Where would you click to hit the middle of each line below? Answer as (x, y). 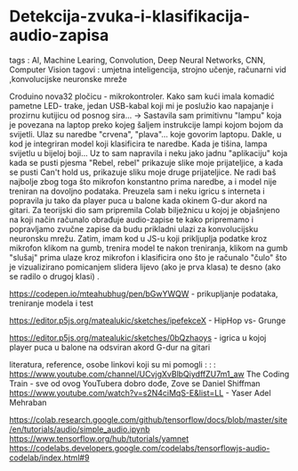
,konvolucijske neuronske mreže (68, 78)
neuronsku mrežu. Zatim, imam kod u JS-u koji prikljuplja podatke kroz (138, 238)
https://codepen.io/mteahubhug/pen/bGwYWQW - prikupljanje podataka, (144, 293)
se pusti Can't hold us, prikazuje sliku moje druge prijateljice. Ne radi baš (143, 172)
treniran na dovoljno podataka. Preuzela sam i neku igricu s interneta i (137, 191)
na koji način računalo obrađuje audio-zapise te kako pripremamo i (132, 219)
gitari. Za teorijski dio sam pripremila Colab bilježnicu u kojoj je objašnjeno (145, 210)
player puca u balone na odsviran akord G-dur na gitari (110, 347)
